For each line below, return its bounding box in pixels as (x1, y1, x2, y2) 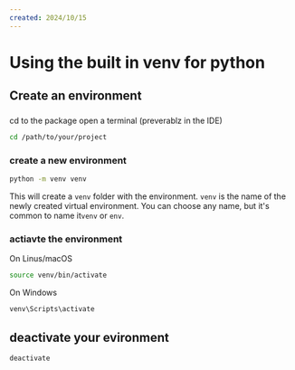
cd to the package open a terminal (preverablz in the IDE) (9, 115, 224, 127)
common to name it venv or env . (9, 210, 125, 222)
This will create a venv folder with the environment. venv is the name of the (9, 191, 287, 202)
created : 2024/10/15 (9, 13, 88, 23)
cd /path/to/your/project (9, 133, 107, 142)
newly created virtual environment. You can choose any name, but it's (9, 201, 270, 212)
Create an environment (9, 88, 142, 104)
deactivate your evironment (9, 329, 170, 345)
